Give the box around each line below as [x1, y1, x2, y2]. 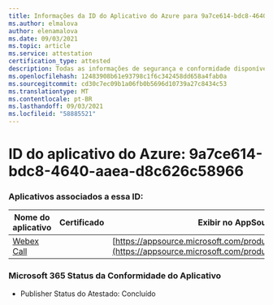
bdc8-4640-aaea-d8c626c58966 [8, 162, 244, 181]
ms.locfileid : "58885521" [8, 110, 96, 118]
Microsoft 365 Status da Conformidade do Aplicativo [8, 270, 222, 281]
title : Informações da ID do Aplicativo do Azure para [8, 11, 198, 20]
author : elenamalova [8, 27, 79, 35]
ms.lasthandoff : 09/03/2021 [8, 102, 104, 110]
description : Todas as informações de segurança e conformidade [8, 65, 231, 73]
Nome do [13, 212, 50, 223]
